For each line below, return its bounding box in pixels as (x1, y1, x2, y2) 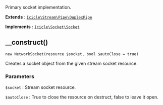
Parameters (5, 73, 34, 80)
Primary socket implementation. (5, 5, 72, 10)
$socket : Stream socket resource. (5, 84, 76, 90)
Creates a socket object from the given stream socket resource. (5, 60, 138, 66)
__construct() (5, 38, 48, 47)
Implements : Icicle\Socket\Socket (5, 24, 80, 30)
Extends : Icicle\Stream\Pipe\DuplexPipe (5, 14, 92, 20)
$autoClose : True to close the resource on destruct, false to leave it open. (5, 94, 159, 100)
